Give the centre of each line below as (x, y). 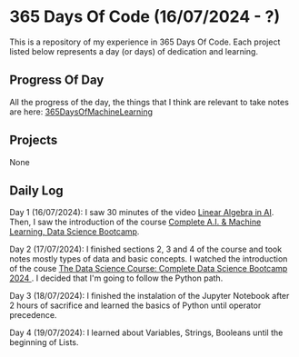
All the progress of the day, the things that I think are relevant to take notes (149, 102)
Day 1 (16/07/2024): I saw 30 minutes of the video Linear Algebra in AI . (142, 213)
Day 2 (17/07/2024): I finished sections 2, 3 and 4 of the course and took (146, 249)
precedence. (33, 315)
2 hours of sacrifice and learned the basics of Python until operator (135, 305)
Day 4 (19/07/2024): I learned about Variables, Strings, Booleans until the (146, 332)
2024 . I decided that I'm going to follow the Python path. (116, 278)
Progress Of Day (57, 80)
